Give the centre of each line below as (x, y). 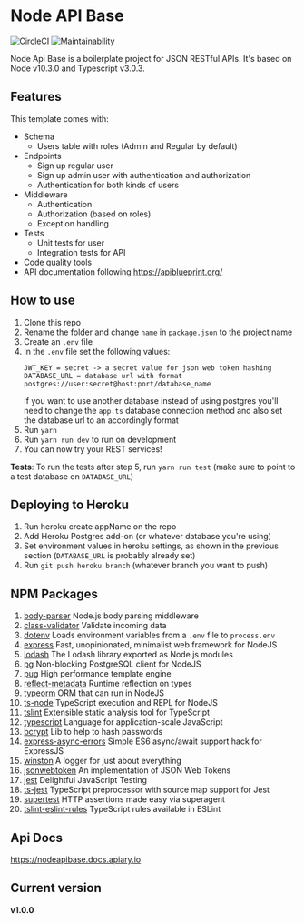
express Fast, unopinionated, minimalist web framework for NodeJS (150, 645)
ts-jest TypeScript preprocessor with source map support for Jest (147, 790)
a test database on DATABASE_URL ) (72, 476)
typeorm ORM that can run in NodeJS (94, 693)
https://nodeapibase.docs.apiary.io (76, 859)
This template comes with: (60, 118)
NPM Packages (54, 593)
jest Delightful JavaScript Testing (85, 780)
